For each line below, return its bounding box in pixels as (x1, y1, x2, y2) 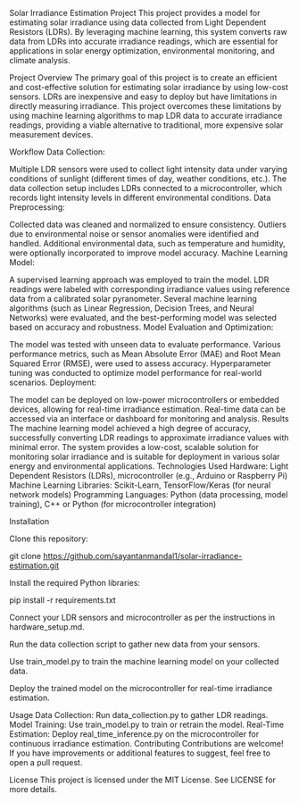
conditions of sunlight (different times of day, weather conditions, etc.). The (9, 173, 287, 184)
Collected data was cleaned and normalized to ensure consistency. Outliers (9, 219, 287, 230)
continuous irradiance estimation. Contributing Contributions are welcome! (9, 739, 284, 748)
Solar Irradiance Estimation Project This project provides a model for (9, 8, 261, 18)
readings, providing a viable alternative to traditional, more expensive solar (9, 120, 284, 130)
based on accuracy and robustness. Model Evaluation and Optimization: (9, 322, 274, 332)
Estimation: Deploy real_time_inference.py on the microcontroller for (9, 729, 260, 739)
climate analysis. (9, 55, 71, 65)
